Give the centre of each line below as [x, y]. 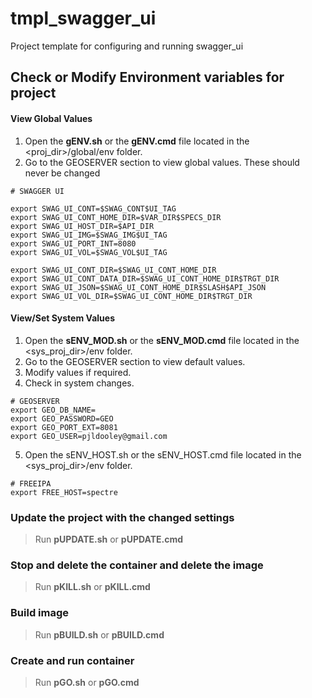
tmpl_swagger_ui [83, 18]
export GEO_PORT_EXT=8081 [64, 427]
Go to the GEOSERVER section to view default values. [135, 361]
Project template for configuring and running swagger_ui [127, 46]
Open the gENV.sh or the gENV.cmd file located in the [137, 141]
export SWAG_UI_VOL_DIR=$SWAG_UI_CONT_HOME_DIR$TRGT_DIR [131, 296]
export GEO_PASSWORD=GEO [62, 418]
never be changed [62, 173]
